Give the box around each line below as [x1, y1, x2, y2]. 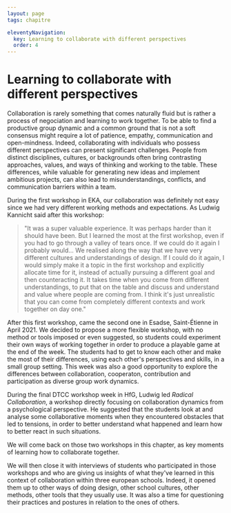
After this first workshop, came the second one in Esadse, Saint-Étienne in [7, 319, 219, 327]
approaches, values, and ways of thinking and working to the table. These [7, 160, 217, 169]
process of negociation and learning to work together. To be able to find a [7, 117, 217, 125]
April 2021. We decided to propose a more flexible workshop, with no [7, 326, 203, 334]
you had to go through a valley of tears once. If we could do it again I [23, 239, 220, 248]
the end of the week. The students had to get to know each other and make [7, 348, 222, 356]
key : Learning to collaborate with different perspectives [13, 35, 187, 42]
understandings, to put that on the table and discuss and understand [23, 283, 219, 291]
